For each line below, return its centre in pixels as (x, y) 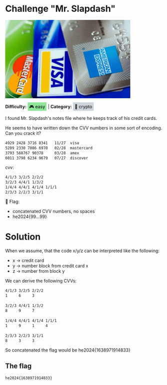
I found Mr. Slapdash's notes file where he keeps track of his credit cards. (81, 118)
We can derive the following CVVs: (41, 281)
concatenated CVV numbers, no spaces (53, 212)
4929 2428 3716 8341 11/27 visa (42, 143)
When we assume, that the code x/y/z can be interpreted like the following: (82, 251)
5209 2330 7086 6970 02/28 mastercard (49, 148)
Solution (23, 237)
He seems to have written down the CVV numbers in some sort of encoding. (84, 128)
